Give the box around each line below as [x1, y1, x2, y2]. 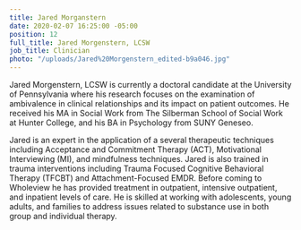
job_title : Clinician [9, 47, 90, 55]
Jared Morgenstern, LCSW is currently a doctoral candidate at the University [9, 80, 292, 89]
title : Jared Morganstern [9, 13, 106, 22]
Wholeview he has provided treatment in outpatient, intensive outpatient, [9, 183, 278, 192]
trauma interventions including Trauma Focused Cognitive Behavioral [9, 163, 264, 174]
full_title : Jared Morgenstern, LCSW [9, 38, 150, 47]
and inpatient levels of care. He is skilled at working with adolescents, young [9, 192, 292, 202]
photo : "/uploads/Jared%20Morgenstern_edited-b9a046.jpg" [9, 55, 230, 64]
